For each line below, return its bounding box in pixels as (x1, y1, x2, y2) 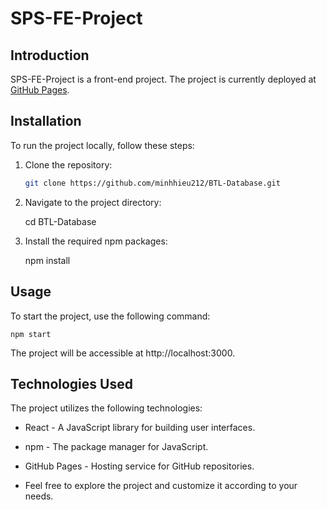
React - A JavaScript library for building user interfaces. (24, 422, 256, 434)
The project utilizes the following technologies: (10, 402, 203, 414)
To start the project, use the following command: (10, 310, 211, 322)
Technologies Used (10, 375, 133, 392)
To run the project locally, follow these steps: (10, 139, 195, 151)
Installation (10, 113, 82, 130)
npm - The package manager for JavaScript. (24, 441, 209, 453)
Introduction (10, 47, 90, 64)
